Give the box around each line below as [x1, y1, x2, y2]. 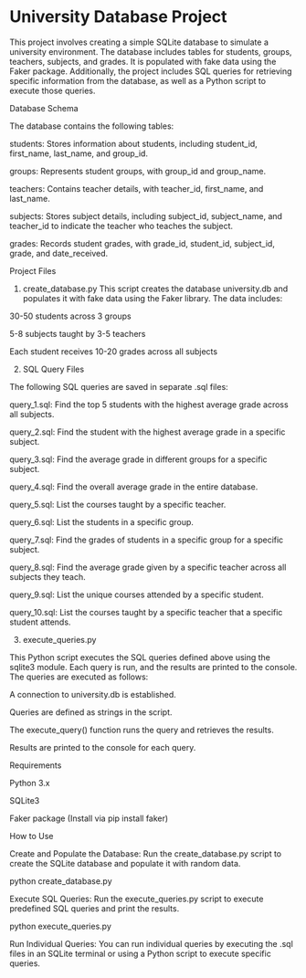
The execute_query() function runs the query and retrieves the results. [9, 724, 274, 735]
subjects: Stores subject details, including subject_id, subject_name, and [9, 210, 283, 221]
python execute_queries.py [9, 920, 112, 931]
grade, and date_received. [9, 247, 109, 258]
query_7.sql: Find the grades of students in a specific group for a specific [9, 534, 284, 545]
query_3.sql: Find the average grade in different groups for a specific [9, 454, 268, 465]
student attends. [9, 616, 71, 627]
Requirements [9, 760, 62, 771]
